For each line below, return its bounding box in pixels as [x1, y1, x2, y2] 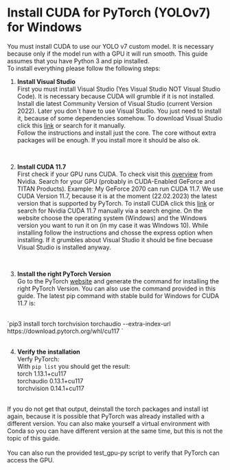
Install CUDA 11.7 [16, 162, 67, 171]
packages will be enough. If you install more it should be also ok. [16, 136, 200, 144]
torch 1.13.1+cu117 [16, 370, 67, 378]
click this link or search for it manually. [16, 121, 126, 129]
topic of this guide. [7, 434, 60, 442]
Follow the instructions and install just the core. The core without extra [16, 129, 216, 137]
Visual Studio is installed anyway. [16, 243, 111, 251]
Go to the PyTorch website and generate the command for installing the [16, 277, 220, 285]
